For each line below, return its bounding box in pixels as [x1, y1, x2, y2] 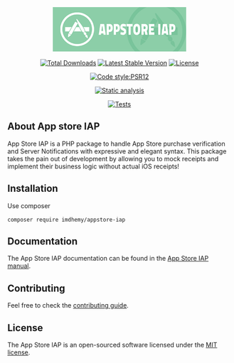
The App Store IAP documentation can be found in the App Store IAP [7, 254, 209, 263]
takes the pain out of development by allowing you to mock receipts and [7, 154, 219, 163]
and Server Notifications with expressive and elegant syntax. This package [7, 146, 227, 156]
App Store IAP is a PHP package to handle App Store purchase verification [7, 139, 225, 148]
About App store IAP [7, 121, 100, 133]
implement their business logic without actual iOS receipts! [7, 162, 180, 170]
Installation [7, 183, 58, 195]
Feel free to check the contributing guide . [7, 301, 129, 310]
